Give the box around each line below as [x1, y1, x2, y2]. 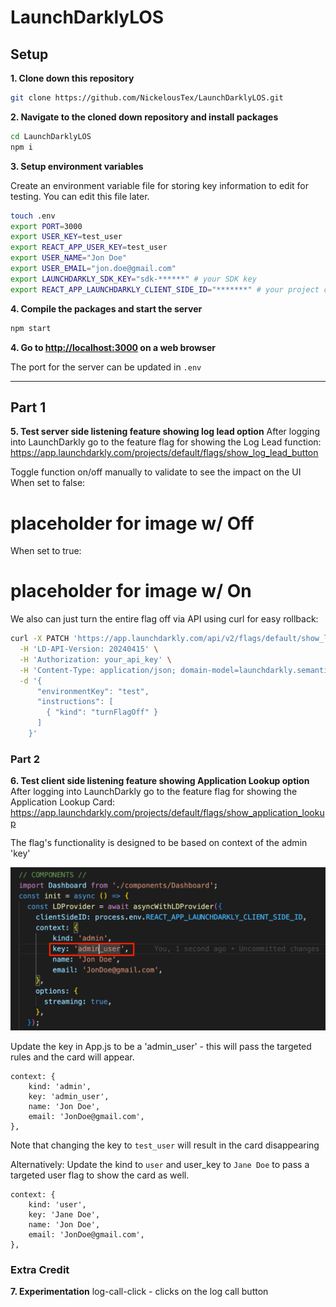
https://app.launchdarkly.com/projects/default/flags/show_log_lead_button [10, 447, 319, 459]
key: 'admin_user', [28, 1092, 110, 1102]
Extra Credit [10, 1263, 70, 1277]
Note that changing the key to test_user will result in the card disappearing [10, 1139, 320, 1151]
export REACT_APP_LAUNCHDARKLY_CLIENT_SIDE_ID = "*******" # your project [10, 284, 320, 295]
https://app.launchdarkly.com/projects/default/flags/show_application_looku [10, 807, 325, 819]
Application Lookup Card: [10, 796, 116, 808]
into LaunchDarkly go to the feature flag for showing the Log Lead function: [10, 436, 322, 448]
